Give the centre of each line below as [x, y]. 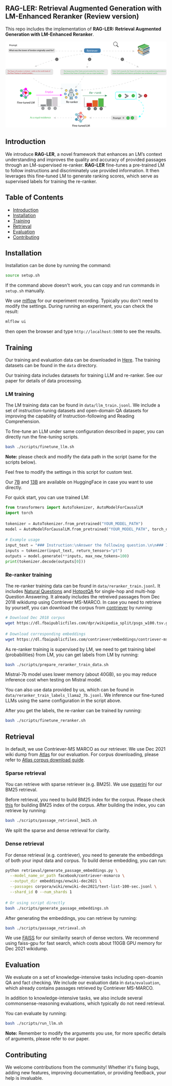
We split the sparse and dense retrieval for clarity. [58, 831]
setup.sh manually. [25, 291]
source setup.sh [23, 276]
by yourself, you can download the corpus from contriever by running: [79, 608]
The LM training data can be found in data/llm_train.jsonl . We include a [83, 405]
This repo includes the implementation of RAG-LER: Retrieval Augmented [83, 29]
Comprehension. [23, 421]
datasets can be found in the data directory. [51, 366]
